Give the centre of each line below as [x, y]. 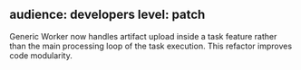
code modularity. [41, 55]
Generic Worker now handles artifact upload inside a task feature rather [143, 36]
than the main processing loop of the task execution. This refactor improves [151, 46]
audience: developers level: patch [107, 15]
